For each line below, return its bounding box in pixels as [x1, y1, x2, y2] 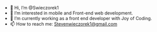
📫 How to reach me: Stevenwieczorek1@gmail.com [10, 21, 117, 27]
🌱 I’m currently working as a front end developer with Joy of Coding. [10, 15, 152, 21]
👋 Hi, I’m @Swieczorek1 [10, 5, 59, 10]
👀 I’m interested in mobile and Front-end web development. [10, 10, 133, 16]
